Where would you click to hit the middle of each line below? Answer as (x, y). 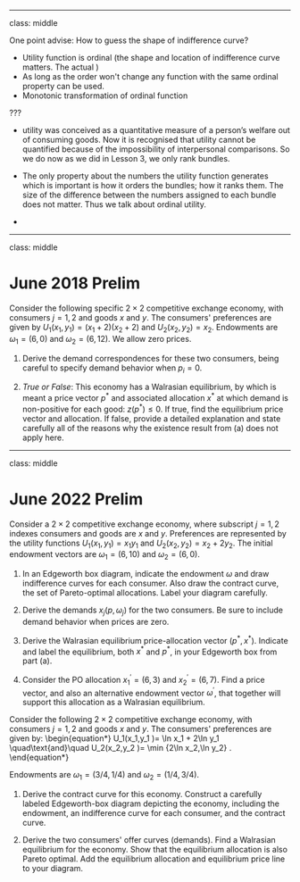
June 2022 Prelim (76, 499)
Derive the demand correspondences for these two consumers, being (150, 358)
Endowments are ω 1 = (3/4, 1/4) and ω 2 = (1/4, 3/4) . (104, 776)
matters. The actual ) (61, 67)
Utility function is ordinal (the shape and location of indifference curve (151, 58)
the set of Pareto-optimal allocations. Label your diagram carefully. (145, 593)
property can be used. (63, 86)
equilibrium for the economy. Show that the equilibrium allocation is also (155, 850)
